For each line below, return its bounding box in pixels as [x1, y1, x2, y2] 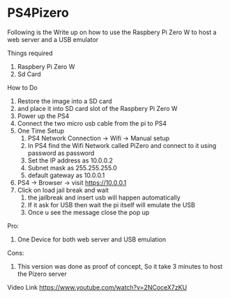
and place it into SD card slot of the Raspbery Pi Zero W [17, 104, 178, 112]
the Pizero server [17, 269, 68, 278]
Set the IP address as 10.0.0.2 [27, 156, 114, 165]
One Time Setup [17, 126, 65, 135]
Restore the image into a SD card [17, 96, 113, 105]
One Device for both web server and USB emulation [17, 235, 166, 244]
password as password [27, 149, 95, 157]
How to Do [7, 83, 38, 91]
